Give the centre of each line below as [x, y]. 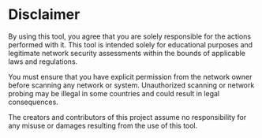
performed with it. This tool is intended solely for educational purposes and [131, 44]
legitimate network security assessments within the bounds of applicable [127, 53]
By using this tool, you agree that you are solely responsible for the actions [129, 36]
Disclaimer [44, 15]
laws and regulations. [43, 62]
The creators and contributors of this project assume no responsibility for [127, 117]
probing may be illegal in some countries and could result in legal [114, 93]
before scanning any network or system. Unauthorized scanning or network [131, 85]
